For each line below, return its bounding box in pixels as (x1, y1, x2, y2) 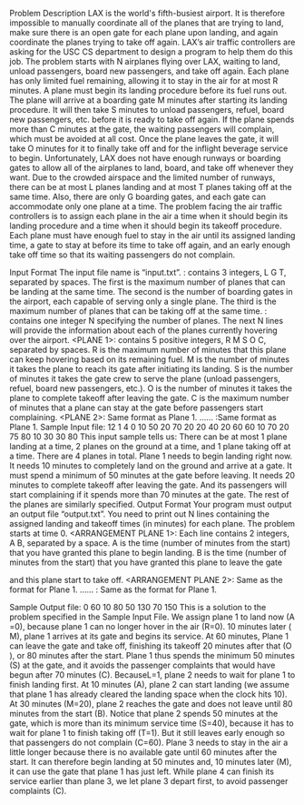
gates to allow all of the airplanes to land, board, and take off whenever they (9, 163, 294, 173)
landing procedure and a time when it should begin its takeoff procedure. (9, 220, 282, 231)
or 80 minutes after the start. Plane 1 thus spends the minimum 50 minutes (16, 650, 295, 660)
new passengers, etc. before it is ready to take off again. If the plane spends (9, 114, 295, 125)
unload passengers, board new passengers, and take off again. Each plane (9, 65, 289, 76)
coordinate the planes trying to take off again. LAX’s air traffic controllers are (9, 36, 296, 47)
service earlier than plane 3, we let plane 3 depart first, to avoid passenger (9, 776, 289, 786)
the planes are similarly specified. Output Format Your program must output (9, 499, 292, 509)
